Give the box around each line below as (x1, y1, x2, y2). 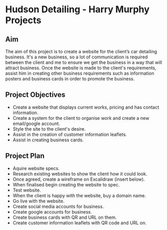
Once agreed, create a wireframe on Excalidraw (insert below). (12, 176, 145, 182)
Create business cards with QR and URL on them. (12, 214, 117, 220)
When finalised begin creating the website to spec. (12, 181, 120, 187)
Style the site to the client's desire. (12, 126, 86, 132)
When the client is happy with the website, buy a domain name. (12, 192, 147, 198)
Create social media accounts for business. (12, 203, 104, 210)
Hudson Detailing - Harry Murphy (5, 4, 150, 15)
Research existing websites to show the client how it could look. (12, 171, 148, 177)
